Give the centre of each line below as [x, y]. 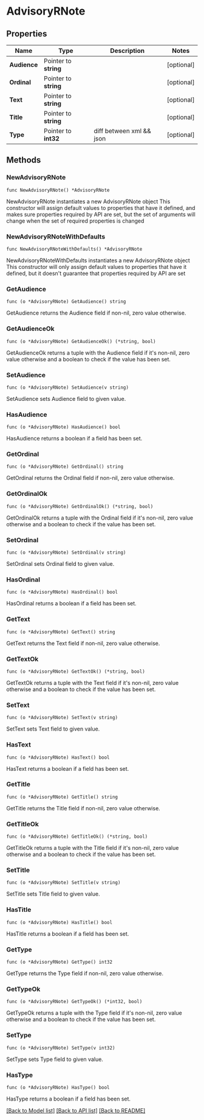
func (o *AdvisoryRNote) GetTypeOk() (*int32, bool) [74, 1002]
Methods [24, 160]
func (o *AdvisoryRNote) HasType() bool [58, 1087]
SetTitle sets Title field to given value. [53, 894]
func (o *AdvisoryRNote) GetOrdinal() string [65, 467]
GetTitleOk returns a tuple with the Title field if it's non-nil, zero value [93, 848]
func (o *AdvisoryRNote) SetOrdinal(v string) [66, 553]
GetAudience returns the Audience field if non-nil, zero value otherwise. [96, 313]
